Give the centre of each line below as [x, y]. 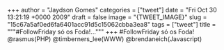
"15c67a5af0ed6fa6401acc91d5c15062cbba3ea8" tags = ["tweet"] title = [112, 24]
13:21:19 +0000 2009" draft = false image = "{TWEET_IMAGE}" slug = [107, 17]
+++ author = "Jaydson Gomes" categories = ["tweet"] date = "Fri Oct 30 [112, 10]
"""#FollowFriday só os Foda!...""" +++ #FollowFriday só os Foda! [101, 32]
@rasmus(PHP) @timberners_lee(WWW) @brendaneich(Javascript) [105, 39]
